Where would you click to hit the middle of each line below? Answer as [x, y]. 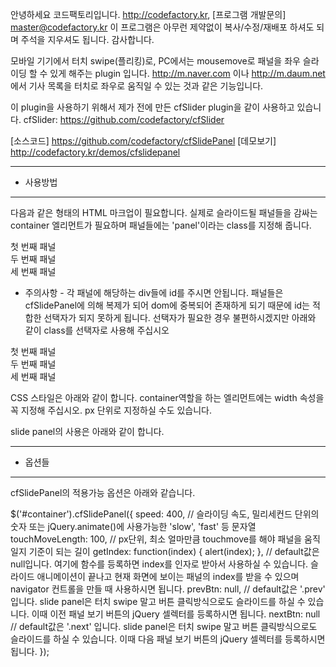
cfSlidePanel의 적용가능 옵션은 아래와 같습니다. [103, 492]
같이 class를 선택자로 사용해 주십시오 [97, 330]
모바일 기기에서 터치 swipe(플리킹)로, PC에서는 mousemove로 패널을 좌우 [155, 61]
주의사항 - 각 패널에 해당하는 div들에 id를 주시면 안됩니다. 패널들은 [154, 292]
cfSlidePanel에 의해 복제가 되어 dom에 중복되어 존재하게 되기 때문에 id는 [167, 305]
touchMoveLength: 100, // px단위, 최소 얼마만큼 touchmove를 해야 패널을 [156, 539]
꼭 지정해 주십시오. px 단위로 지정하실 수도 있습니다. [111, 410]
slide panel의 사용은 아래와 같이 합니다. [87, 431]
